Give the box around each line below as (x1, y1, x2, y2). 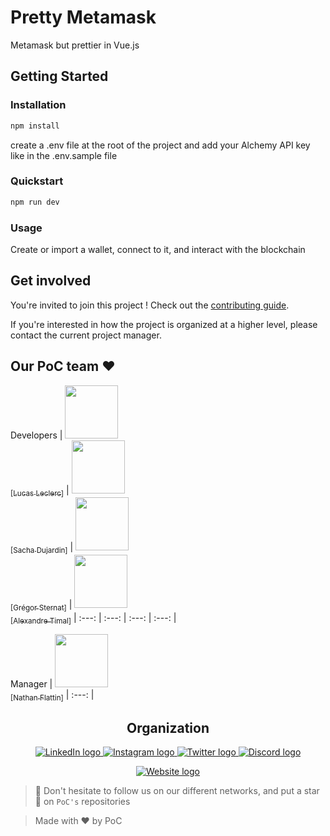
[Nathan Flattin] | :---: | (10, 688, 95, 703)
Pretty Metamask (10, 6, 157, 29)
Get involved (10, 272, 92, 290)
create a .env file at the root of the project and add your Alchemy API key (10, 139, 311, 151)
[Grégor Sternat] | (10, 599, 73, 613)
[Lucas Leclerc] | (10, 484, 70, 498)
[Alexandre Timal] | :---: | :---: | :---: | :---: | (10, 611, 177, 626)
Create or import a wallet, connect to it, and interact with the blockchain (10, 243, 306, 255)
